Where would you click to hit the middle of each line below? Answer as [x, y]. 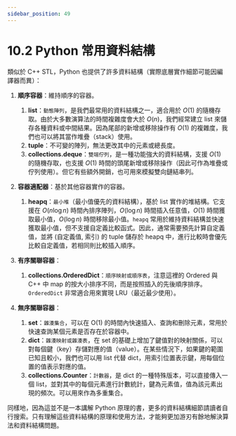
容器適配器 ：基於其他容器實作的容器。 [73, 186]
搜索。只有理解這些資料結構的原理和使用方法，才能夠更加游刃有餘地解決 [118, 416]
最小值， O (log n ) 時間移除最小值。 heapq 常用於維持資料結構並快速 [129, 219]
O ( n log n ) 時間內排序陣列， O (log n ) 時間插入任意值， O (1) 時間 [131, 210]
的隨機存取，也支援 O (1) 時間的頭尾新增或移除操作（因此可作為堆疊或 [128, 163]
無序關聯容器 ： [39, 308]
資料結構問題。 [41, 425]
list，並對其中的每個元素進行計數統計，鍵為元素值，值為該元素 [126, 384]
